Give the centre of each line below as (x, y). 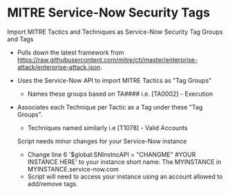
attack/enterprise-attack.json (59, 67)
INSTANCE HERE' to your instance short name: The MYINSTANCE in (124, 162)
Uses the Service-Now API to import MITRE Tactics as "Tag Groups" (114, 80)
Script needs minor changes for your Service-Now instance (102, 141)
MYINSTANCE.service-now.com (73, 169)
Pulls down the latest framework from (70, 52)
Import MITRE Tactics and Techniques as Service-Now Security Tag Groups (115, 32)
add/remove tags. (52, 183)
